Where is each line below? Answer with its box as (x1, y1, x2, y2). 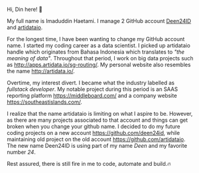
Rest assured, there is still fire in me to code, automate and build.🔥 (7, 160, 171, 167)
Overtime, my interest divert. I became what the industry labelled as (7, 79, 175, 86)
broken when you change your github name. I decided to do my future (7, 123, 180, 130)
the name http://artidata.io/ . (7, 68, 75, 75)
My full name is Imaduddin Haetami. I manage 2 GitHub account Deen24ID (7, 17, 191, 24)
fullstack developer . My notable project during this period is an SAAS (7, 86, 178, 93)
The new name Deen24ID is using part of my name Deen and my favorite (7, 142, 188, 149)
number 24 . (7, 148, 36, 156)
